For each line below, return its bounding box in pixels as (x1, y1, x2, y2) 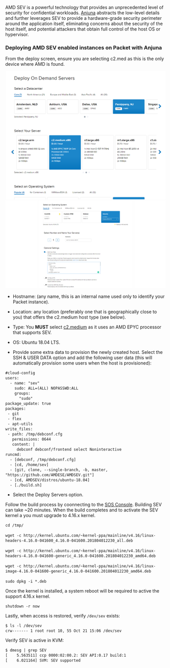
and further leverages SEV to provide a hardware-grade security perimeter (5, 15, 162, 21)
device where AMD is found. (5, 61, 65, 67)
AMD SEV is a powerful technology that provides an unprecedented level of (5, 5, 164, 10)
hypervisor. (5, 32, 29, 37)
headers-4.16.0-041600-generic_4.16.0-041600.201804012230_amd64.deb (5, 553, 156, 559)
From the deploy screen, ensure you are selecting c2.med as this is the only (5, 56, 164, 62)
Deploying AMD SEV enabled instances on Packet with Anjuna (5, 44, 162, 51)
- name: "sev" (10, 381, 40, 386)
